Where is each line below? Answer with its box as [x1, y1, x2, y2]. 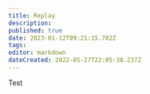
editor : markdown [8, 49, 67, 57]
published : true [8, 26, 63, 34]
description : [8, 19, 52, 27]
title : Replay [8, 11, 56, 20]
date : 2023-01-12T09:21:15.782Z [8, 33, 116, 42]
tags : [8, 41, 26, 49]
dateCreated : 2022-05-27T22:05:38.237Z [8, 57, 142, 65]
